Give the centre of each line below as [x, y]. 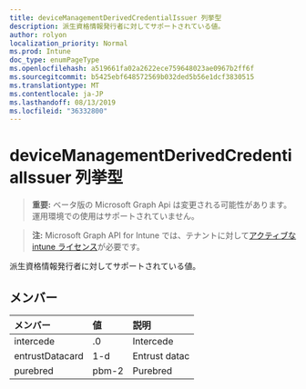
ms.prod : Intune [40, 52]
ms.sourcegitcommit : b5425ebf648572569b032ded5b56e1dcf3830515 [132, 77]
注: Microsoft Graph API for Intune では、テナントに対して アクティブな [164, 235]
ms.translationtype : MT [55, 85]
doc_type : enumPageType [55, 60]
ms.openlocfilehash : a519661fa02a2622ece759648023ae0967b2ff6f [132, 69]
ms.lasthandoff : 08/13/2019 [63, 102]
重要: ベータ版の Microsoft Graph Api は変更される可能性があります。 [162, 204]
